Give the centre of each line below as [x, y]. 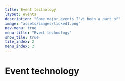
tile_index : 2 [20, 42]
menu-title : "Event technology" [38, 33]
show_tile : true [22, 38]
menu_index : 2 [20, 46]
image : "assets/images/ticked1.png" [43, 23]
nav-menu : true [21, 28]
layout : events [21, 14]
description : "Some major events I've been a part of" [63, 19]
